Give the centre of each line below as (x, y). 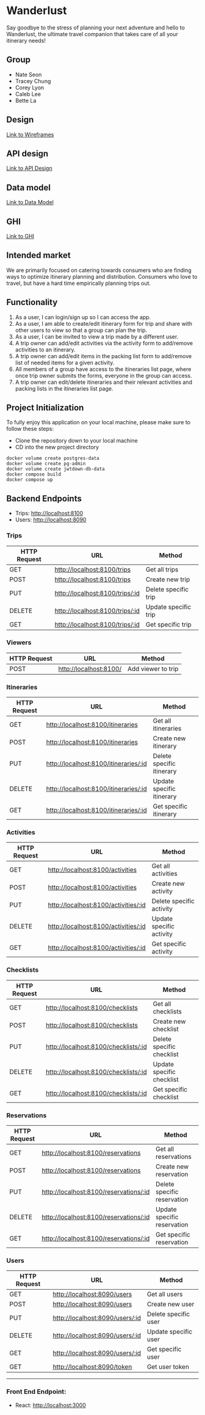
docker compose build (34, 474)
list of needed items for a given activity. (65, 362)
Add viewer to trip (153, 669)
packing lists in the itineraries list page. (64, 388)
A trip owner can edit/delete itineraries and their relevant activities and (103, 382)
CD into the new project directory (57, 447)
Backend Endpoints (44, 498)
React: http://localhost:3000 (51, 1405)
